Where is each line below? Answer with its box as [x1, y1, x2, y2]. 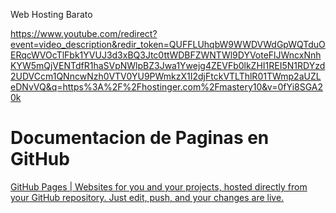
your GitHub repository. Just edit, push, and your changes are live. [10, 191, 285, 203]
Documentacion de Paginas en [10, 127, 270, 149]
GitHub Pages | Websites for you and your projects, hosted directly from [10, 180, 308, 193]
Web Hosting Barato [10, 9, 93, 20]
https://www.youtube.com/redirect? [10, 28, 158, 39]
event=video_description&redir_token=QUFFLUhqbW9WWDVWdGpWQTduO [10, 39, 326, 50]
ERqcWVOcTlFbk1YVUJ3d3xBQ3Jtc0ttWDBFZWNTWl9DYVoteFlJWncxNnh [10, 49, 322, 61]
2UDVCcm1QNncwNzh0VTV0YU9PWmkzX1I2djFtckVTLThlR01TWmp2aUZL [10, 70, 322, 82]
